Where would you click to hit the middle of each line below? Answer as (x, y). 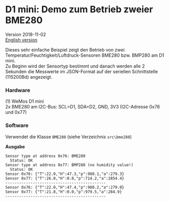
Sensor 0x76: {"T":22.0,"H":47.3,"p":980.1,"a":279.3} (65, 174)
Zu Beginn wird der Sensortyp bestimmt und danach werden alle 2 (75, 66)
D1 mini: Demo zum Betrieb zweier (79, 9)
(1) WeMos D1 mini (25, 101)
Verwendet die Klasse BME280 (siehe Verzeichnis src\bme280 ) (68, 137)
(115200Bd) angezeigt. (29, 77)
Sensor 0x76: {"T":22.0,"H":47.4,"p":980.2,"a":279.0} (65, 187)
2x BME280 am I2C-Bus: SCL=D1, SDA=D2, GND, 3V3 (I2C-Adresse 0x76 (82, 107)
